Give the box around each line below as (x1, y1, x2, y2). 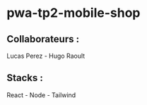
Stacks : (6, 72, 44, 84)
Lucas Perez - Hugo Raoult (6, 51, 86, 60)
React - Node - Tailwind (6, 90, 76, 99)
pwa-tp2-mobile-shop (6, 5, 141, 21)
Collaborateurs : (6, 33, 79, 45)
